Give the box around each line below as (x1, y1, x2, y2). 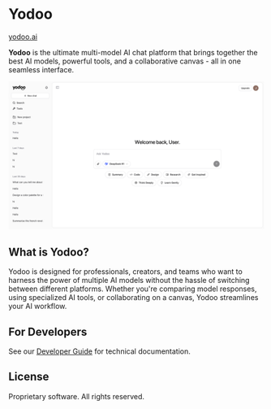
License (8, 370, 49, 384)
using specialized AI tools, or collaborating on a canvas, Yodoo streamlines (8, 293, 259, 302)
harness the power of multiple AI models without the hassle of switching (8, 276, 250, 285)
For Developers (8, 324, 88, 338)
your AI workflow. (8, 302, 67, 311)
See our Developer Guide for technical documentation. (8, 346, 191, 356)
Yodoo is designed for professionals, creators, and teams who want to (8, 267, 243, 276)
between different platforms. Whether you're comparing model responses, (8, 284, 257, 294)
